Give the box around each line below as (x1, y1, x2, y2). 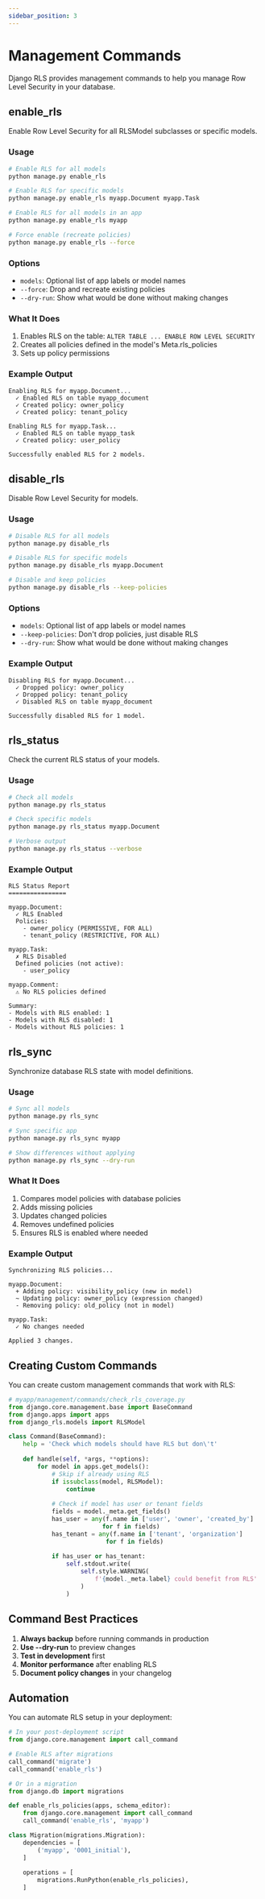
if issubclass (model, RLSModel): (51, 1478, 164, 1486)
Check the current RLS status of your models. (8, 755, 160, 765)
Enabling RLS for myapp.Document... (8, 387, 131, 395)
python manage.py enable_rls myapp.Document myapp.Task (8, 194, 200, 202)
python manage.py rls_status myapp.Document (8, 823, 160, 831)
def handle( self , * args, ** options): (23, 1455, 150, 1463)
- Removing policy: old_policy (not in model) (15, 1302, 175, 1310)
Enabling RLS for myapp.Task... (8, 422, 117, 430)
